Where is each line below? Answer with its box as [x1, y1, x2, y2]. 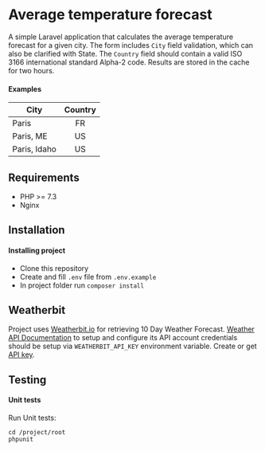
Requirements [8, 171, 80, 184]
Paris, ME [12, 131, 48, 142]
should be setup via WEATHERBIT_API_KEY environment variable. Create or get [8, 341, 257, 351]
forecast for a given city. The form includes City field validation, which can [8, 40, 253, 49]
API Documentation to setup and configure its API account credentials [8, 333, 238, 343]
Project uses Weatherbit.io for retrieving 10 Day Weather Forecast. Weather [8, 324, 255, 334]
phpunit [8, 435, 34, 443]
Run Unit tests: [8, 413, 57, 422]
